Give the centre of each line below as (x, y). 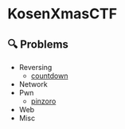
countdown (49, 76)
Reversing (35, 67)
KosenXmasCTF (62, 14)
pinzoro (43, 101)
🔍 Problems (38, 44)
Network (33, 84)
